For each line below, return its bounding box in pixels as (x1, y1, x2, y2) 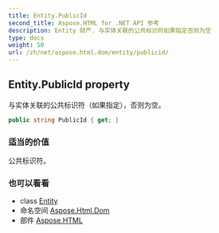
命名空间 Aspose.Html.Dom (19, 206, 110, 216)
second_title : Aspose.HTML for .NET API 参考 (8, 19, 159, 27)
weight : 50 (8, 41, 45, 49)
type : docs (8, 33, 45, 42)
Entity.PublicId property (8, 78, 130, 91)
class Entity (19, 196, 58, 206)
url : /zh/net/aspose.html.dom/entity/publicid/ (8, 49, 170, 56)
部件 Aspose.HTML (19, 216, 84, 225)
